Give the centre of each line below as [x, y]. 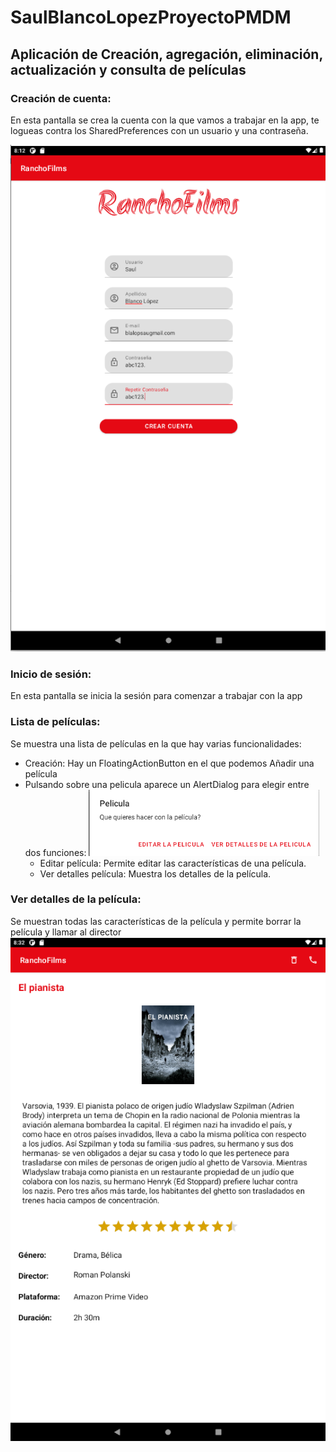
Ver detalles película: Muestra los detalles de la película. [155, 873]
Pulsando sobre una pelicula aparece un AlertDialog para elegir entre [167, 784]
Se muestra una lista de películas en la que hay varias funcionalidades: [156, 743]
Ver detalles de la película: [76, 899]
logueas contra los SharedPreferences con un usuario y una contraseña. [159, 130]
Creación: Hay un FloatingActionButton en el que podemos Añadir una [169, 763]
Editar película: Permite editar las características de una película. [173, 863]
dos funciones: [55, 852]
